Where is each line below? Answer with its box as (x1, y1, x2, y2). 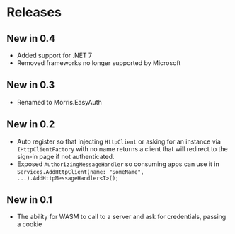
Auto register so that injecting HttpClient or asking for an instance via (16, 137, 221, 146)
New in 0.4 (6, 33, 56, 45)
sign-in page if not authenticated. (16, 152, 115, 160)
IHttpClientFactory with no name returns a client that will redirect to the (16, 144, 228, 153)
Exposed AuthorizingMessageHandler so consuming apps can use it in (16, 160, 220, 168)
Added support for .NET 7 (16, 51, 93, 59)
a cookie (16, 220, 42, 228)
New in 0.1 (6, 194, 52, 206)
